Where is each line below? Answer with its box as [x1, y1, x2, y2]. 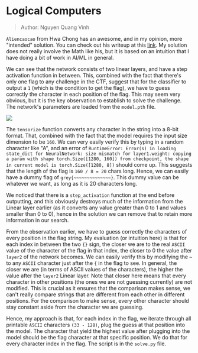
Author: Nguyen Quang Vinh [20, 24, 90, 31]
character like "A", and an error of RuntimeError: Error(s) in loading [6, 144, 176, 151]
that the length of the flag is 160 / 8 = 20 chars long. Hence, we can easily [6, 167, 189, 174]
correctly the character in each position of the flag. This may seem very [6, 90, 181, 98]
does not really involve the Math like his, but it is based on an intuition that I [6, 47, 189, 54]
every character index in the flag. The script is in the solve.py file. [6, 340, 167, 347]
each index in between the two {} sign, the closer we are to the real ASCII [6, 241, 185, 248]
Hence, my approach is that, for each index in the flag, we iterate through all [6, 315, 191, 322]
